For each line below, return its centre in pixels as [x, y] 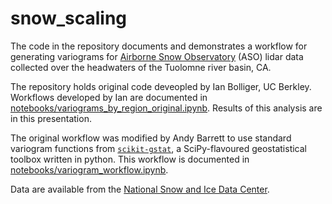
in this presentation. [51, 118]
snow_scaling [69, 18]
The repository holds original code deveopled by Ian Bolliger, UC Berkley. [161, 86]
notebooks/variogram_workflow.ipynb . [89, 169]
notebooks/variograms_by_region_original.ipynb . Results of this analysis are [166, 108]
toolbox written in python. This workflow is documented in [130, 159]
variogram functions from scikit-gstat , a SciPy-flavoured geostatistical [158, 148]
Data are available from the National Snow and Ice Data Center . [140, 189]
